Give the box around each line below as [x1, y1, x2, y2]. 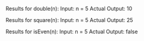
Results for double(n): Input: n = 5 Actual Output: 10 [5, 5, 133, 12]
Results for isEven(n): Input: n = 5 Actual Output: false [5, 28, 138, 35]
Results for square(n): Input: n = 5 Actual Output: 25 [5, 17, 133, 23]
